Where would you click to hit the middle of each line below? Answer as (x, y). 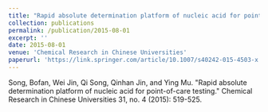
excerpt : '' (28, 38)
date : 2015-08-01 (37, 45)
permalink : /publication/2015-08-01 (69, 30)
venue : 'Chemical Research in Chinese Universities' (98, 52)
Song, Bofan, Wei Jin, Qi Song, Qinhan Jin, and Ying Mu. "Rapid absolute (128, 82)
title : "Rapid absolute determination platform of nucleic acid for (124, 15)
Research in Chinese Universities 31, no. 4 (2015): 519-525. (105, 99)
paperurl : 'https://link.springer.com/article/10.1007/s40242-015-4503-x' (135, 60)
